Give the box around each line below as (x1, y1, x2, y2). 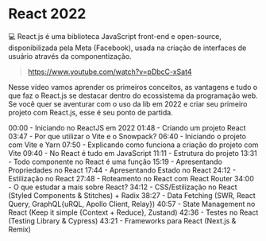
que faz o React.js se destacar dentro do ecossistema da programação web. (8, 91, 258, 100)
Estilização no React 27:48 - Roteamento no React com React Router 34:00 (8, 173, 254, 183)
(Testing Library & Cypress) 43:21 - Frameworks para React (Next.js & (8, 216, 237, 225)
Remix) (8, 224, 32, 234)
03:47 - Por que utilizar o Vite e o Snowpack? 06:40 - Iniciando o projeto (8, 131, 246, 141)
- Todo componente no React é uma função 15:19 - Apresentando (8, 157, 222, 166)
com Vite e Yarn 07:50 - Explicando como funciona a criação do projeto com (8, 140, 259, 150)
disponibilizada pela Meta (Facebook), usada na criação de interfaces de (8, 43, 247, 52)
